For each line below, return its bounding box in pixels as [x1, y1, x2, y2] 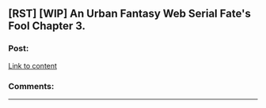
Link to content [8, 61, 58, 70]
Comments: [8, 80, 55, 91]
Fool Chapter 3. [8, 20, 85, 33]
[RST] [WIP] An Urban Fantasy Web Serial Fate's [8, 7, 251, 20]
